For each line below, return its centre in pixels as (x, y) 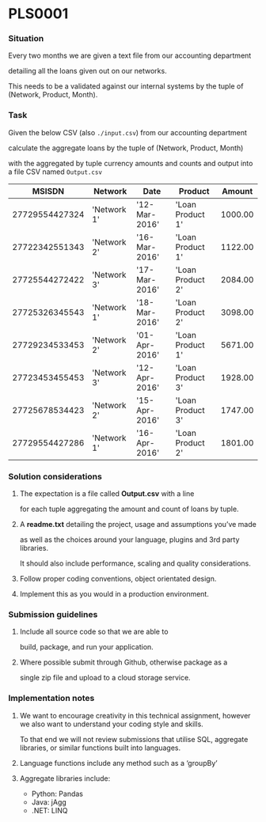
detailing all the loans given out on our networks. (88, 71)
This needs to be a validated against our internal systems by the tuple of (126, 86)
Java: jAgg (49, 802)
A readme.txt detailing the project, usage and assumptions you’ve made (138, 525)
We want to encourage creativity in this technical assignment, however (135, 715)
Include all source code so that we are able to (94, 632)
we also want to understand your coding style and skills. (111, 724)
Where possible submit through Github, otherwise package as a (123, 662)
